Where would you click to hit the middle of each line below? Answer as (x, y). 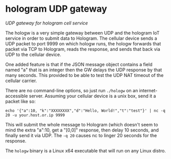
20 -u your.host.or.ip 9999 (35, 115)
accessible (17, 96)
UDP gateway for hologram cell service (47, 23)
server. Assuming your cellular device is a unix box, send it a (92, 96)
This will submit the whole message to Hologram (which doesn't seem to (82, 124)
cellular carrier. (21, 81)
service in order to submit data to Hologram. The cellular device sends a (81, 38)
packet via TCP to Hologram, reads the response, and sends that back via (83, 49)
